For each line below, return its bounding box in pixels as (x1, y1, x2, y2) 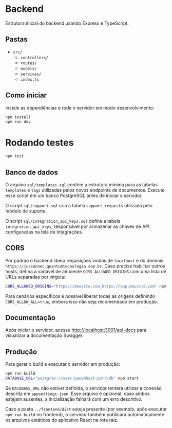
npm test (5, 154, 24, 159)
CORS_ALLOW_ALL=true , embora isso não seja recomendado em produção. (5, 298, 158, 305)
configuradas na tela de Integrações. (5, 228, 83, 235)
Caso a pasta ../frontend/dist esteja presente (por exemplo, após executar (5, 406, 167, 412)
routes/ (20, 60, 37, 66)
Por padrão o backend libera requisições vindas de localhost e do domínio (5, 257, 164, 263)
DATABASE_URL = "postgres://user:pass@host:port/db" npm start (5, 376, 139, 381)
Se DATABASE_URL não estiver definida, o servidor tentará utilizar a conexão (5, 385, 162, 391)
